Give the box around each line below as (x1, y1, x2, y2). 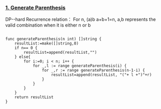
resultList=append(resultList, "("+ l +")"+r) (51, 72, 152, 78)
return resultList (14, 95, 54, 100)
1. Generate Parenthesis (5, 4, 66, 11)
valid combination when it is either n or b (5, 22, 91, 28)
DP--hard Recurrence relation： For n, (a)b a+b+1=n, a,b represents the (5, 16, 156, 23)
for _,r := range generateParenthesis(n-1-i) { (41, 68, 145, 73)
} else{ (14, 54, 31, 60)
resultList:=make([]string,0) (14, 41, 79, 46)
